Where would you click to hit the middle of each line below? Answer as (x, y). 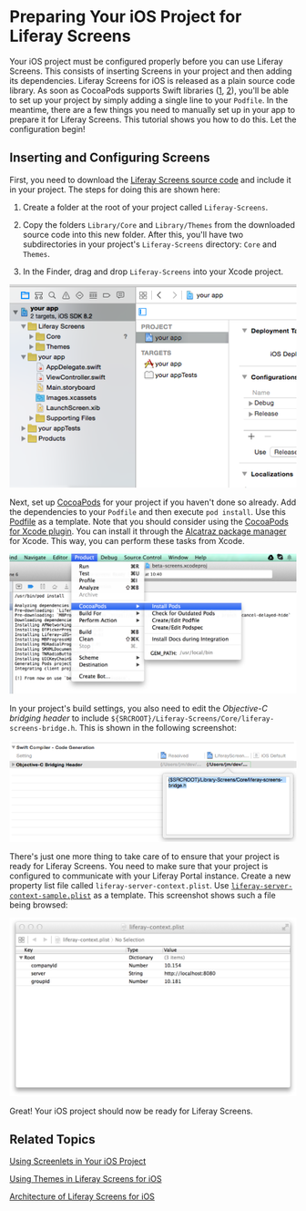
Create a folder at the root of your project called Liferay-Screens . (145, 207)
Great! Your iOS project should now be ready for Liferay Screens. (131, 1111)
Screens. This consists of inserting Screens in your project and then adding (151, 71)
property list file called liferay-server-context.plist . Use (119, 886)
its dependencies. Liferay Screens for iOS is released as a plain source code (153, 80)
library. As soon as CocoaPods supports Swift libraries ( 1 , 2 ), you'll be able (149, 90)
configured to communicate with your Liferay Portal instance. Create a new (150, 876)
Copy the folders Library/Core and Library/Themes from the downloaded (159, 224)
